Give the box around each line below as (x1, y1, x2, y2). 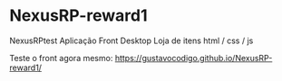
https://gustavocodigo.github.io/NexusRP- (114, 52, 273, 63)
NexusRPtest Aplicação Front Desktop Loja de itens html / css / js (9, 35, 254, 46)
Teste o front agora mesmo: (9, 52, 113, 63)
